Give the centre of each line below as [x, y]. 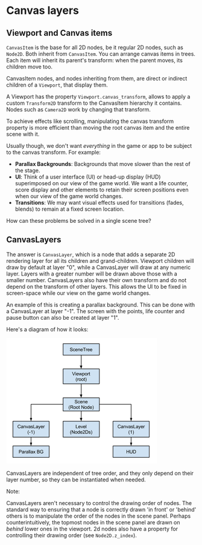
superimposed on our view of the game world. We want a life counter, [102, 183]
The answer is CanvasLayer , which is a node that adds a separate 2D [91, 254]
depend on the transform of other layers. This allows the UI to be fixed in [96, 286]
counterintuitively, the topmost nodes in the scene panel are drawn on [93, 522]
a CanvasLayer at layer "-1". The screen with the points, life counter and [96, 311]
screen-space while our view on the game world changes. [78, 293]
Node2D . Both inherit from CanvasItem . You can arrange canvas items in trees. [101, 54]
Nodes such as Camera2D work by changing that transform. [78, 109]
